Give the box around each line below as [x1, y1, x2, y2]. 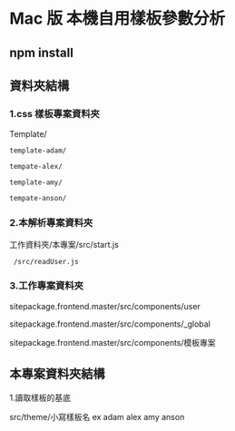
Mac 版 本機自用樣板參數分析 [9, 8, 226, 29]
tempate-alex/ [9, 162, 64, 171]
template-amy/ [9, 178, 64, 187]
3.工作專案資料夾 [9, 279, 84, 292]
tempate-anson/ [9, 194, 67, 203]
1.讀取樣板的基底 [9, 392, 71, 403]
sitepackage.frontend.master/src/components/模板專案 [9, 337, 216, 348]
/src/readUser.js [13, 257, 79, 266]
